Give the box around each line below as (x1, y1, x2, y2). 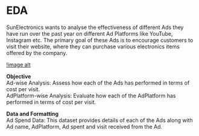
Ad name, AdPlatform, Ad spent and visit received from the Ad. (6, 123, 163, 130)
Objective (6, 73, 31, 80)
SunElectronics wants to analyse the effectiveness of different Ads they (6, 24, 184, 31)
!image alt (6, 61, 31, 68)
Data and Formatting (6, 110, 59, 117)
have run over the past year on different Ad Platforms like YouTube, (6, 30, 173, 37)
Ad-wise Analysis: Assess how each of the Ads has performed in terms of (6, 79, 190, 86)
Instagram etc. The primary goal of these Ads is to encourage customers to (6, 36, 194, 44)
